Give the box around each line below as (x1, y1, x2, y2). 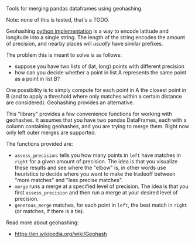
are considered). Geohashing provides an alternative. (6, 99, 135, 106)
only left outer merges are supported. (6, 129, 97, 136)
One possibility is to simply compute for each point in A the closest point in (6, 87, 187, 93)
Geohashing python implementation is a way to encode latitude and (6, 28, 169, 35)
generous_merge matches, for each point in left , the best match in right (14, 201, 187, 208)
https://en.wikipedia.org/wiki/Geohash (14, 231, 107, 237)
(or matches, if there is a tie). (14, 208, 85, 214)
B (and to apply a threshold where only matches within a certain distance (6, 93, 183, 100)
